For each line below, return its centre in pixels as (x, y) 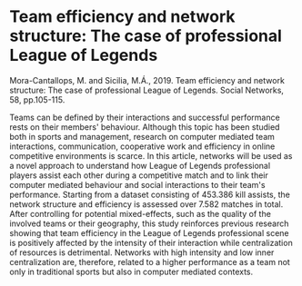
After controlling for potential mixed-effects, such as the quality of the (140, 213)
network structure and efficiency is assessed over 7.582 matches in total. (146, 204)
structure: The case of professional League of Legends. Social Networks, (147, 90)
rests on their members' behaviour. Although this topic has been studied (145, 127)
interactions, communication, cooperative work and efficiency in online (142, 146)
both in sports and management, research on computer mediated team (142, 136)
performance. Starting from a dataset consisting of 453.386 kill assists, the (150, 194)
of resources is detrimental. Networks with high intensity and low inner (142, 252)
